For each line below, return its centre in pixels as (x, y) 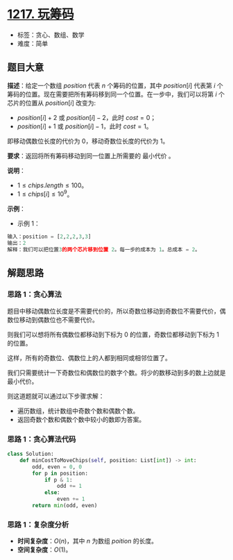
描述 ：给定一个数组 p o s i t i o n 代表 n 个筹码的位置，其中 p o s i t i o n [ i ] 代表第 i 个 (115, 85)
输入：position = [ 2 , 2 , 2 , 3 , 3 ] (49, 237)
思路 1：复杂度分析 (38, 525)
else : (52, 493)
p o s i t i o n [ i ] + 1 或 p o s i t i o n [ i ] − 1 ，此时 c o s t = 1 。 (85, 126)
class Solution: (31, 454)
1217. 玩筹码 (41, 14)
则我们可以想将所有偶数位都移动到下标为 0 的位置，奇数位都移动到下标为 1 (113, 334)
